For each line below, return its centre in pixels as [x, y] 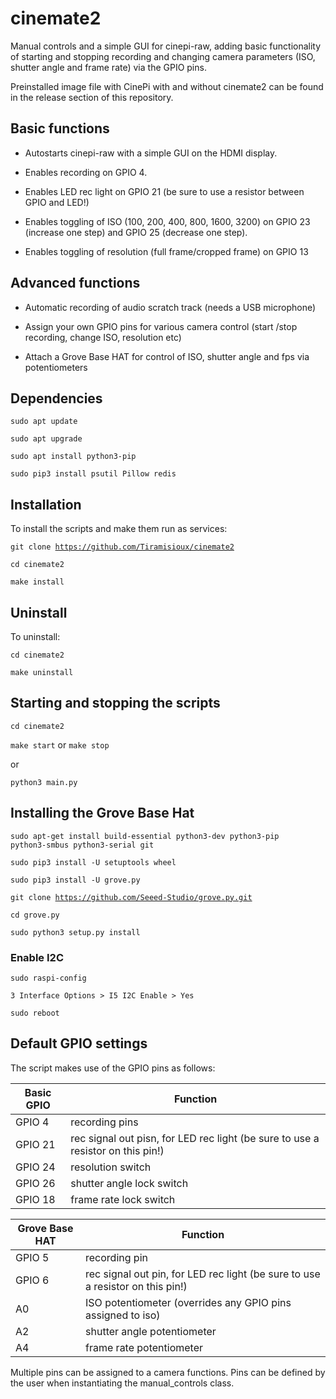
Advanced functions [75, 283]
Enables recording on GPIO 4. [86, 172]
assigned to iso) [123, 1315]
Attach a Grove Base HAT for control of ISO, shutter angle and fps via [167, 356]
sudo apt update [44, 422]
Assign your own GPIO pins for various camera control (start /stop [161, 326]
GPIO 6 [32, 1280]
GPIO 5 [32, 1257]
